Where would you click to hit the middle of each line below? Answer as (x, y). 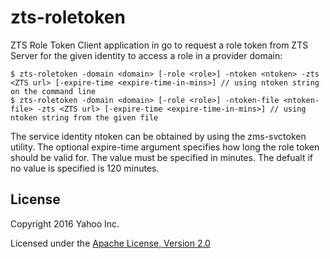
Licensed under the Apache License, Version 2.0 (110, 243)
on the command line (53, 91)
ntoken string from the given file (84, 117)
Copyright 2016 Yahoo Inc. (65, 223)
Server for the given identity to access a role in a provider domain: (146, 55)
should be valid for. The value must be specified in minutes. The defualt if (162, 157)
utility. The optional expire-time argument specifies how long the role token (165, 147)
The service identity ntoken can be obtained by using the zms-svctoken (158, 136)
